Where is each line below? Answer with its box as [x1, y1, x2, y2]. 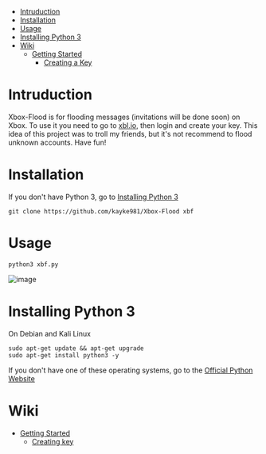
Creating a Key [43, 58, 92, 67]
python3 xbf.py [8, 260, 59, 269]
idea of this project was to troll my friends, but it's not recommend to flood [8, 129, 252, 138]
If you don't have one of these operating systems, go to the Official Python [8, 365, 253, 375]
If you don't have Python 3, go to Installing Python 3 [8, 192, 179, 201]
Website [8, 373, 36, 383]
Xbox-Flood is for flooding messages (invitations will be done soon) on [8, 112, 241, 121]
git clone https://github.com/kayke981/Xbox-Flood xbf [8, 207, 194, 215]
